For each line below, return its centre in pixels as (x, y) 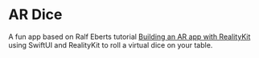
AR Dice (35, 15)
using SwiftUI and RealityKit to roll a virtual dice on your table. (111, 44)
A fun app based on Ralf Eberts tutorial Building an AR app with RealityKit (129, 37)
